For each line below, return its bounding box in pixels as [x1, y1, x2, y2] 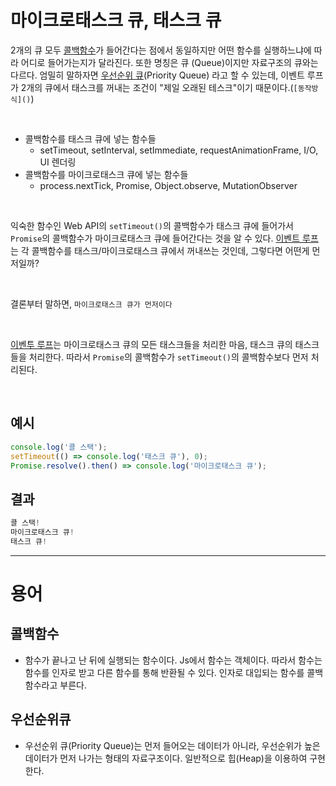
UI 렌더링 [39, 156, 77, 168]
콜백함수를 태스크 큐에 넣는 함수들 [24, 132, 157, 145]
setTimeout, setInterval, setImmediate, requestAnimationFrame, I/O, [39, 144, 319, 156]
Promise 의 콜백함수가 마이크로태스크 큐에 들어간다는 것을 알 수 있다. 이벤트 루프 [10, 232, 319, 244]
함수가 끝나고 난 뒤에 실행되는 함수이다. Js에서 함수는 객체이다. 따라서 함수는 [24, 654, 323, 666]
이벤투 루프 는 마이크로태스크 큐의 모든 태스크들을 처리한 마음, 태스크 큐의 [10, 338, 293, 350]
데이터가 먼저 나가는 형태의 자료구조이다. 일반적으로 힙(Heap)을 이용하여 [24, 752, 308, 764]
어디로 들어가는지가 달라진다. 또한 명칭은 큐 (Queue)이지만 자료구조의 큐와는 [20, 56, 319, 68]
